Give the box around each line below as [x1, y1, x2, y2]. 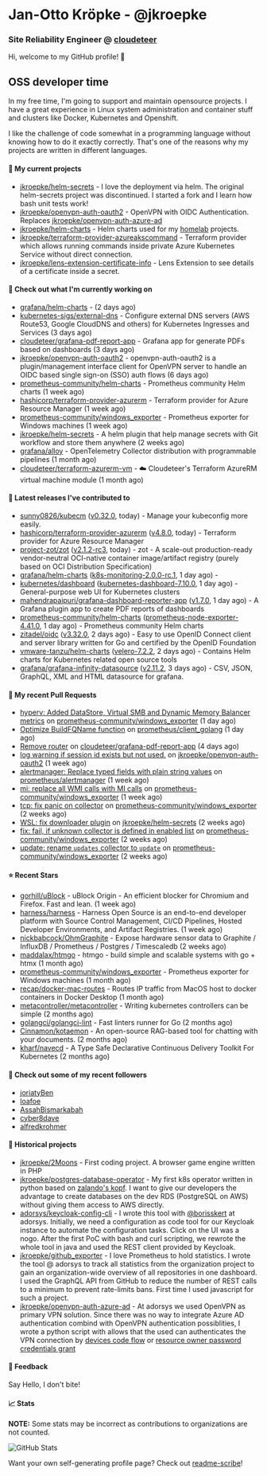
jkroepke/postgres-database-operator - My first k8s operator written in [19, 1174, 253, 1184]
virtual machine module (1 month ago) [19, 475, 145, 484]
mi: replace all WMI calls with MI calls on [19, 784, 153, 793]
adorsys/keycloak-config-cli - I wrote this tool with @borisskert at [19, 1208, 236, 1218]
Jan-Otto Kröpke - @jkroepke [8, 6, 207, 24]
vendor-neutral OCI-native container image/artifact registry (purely [19, 553, 239, 562]
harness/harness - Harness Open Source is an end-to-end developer [19, 908, 246, 918]
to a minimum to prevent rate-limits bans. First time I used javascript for [19, 1284, 254, 1294]
